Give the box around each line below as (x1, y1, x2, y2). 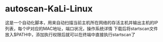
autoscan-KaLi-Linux (5, 3, 93, 14)
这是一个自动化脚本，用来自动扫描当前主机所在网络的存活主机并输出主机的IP (5, 20, 158, 25)
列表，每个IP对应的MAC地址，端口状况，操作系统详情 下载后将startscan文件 (5, 25, 158, 31)
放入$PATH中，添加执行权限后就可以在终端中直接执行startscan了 (5, 31, 136, 37)
